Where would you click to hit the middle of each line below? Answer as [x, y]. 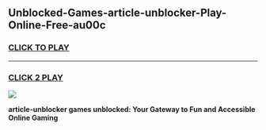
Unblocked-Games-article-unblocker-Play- [118, 13]
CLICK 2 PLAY [36, 77]
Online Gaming [33, 117]
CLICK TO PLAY [39, 48]
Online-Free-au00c [57, 26]
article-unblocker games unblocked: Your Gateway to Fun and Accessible [132, 109]
